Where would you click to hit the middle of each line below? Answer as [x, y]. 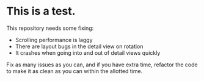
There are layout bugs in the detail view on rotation [79, 46]
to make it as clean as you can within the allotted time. [75, 71]
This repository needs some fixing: [50, 28]
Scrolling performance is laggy [54, 40]
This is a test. [41, 11]
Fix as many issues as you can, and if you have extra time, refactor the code [102, 65]
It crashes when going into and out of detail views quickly [88, 52]
